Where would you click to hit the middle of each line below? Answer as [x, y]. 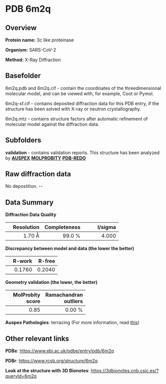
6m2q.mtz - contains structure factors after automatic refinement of [77, 118]
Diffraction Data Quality [31, 214]
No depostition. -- [24, 186]
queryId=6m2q [21, 376]
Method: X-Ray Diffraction [33, 60]
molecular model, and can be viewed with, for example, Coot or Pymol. [80, 93]
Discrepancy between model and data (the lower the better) [70, 249]
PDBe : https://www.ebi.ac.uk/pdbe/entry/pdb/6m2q [60, 351]
